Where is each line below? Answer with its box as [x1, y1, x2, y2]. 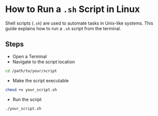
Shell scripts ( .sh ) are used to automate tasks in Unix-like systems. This [5, 20, 153, 26]
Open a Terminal [12, 53, 47, 59]
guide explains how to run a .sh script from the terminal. [5, 25, 121, 31]
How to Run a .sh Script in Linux [5, 4, 140, 15]
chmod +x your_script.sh [5, 87, 57, 92]
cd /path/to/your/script [5, 68, 57, 73]
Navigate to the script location [12, 59, 75, 65]
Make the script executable [12, 77, 69, 83]
